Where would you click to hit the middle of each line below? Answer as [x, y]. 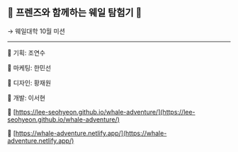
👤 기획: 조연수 [27, 52]
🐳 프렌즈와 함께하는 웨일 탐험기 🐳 [75, 13]
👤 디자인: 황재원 [29, 83]
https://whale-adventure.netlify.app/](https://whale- [91, 133]
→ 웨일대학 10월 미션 [36, 31]
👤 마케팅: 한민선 [29, 68]
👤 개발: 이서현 [27, 98]
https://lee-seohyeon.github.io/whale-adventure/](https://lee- [106, 112]
